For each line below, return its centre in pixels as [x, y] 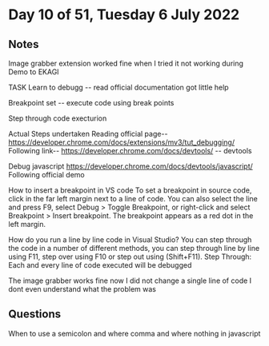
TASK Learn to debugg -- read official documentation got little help [119, 87]
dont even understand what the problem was [82, 289]
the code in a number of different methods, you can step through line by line [134, 248]
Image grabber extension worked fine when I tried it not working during [126, 63]
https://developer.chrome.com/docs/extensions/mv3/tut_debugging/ [121, 142]
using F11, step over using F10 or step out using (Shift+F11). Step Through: [130, 257]
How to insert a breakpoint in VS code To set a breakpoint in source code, [130, 190]
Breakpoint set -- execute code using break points [91, 103]
